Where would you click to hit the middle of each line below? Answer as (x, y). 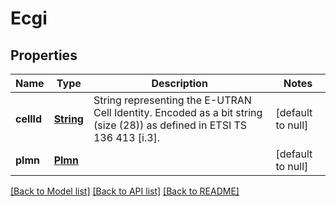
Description (179, 83)
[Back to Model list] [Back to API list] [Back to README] (125, 191)
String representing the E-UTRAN (172, 100)
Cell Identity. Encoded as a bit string (178, 112)
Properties (44, 55)
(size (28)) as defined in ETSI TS (170, 125)
